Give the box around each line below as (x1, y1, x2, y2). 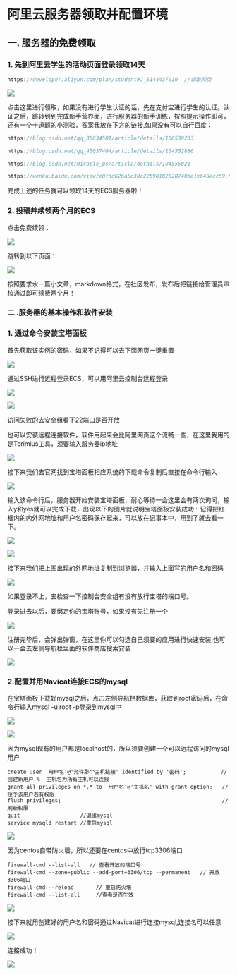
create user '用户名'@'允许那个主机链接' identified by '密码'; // (7, 768, 228, 776)
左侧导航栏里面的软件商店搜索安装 (31, 643, 131, 653)
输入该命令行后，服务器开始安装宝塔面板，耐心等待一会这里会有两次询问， (7, 495, 224, 504)
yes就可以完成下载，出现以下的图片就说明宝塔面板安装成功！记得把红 (23, 504, 226, 513)
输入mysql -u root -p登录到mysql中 (19, 703, 122, 711)
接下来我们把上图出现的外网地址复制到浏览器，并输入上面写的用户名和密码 (7, 564, 224, 572)
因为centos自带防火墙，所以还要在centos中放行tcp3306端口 (7, 846, 183, 854)
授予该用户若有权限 (7, 791, 55, 798)
